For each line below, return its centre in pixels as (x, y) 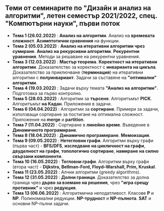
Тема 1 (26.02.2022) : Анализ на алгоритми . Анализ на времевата (83, 35)
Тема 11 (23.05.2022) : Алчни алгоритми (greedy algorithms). (76, 172)
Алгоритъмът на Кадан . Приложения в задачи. (62, 104)
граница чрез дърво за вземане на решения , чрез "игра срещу (81, 182)
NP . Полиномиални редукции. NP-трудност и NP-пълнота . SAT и (82, 198)
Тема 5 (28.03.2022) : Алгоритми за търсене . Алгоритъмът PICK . (82, 98)
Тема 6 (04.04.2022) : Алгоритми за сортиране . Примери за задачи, (86, 109)
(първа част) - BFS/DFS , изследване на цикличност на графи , (79, 146)
